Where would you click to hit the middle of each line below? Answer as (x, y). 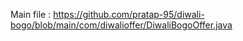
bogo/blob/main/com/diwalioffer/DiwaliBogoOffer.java (121, 25)
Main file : (31, 14)
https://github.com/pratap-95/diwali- (129, 14)
